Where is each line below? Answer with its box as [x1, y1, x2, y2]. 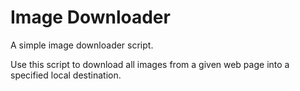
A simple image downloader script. [10, 39, 154, 51]
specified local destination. [10, 69, 122, 81]
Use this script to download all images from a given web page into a [10, 58, 290, 70]
